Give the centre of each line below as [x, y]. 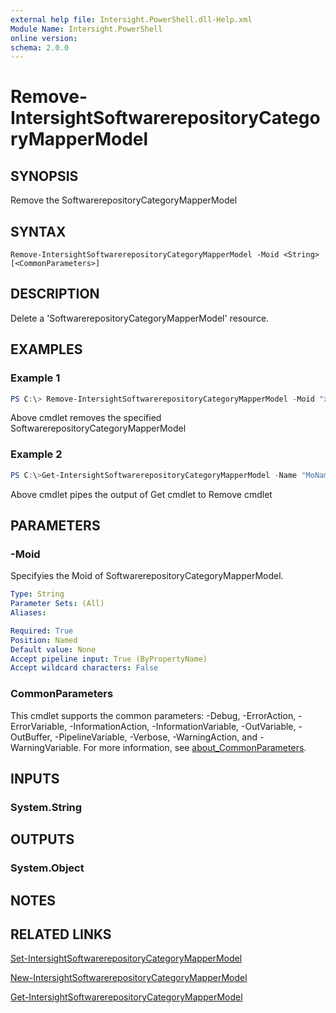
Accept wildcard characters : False [84, 668]
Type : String [37, 594]
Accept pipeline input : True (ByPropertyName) [109, 659]
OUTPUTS [42, 839]
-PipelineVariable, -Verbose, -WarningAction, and [156, 737]
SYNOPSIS [44, 176]
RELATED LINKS [61, 934]
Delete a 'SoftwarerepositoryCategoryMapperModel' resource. [140, 318]
